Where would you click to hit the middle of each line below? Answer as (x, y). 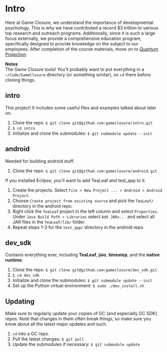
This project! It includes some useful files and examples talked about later (81, 107)
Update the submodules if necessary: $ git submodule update (76, 345)
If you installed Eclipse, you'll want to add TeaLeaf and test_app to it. (76, 180)
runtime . (14, 260)
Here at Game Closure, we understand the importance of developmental (79, 22)
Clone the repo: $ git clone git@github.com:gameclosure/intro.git (83, 122)
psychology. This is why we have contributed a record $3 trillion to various (82, 27)
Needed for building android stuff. (40, 161)
